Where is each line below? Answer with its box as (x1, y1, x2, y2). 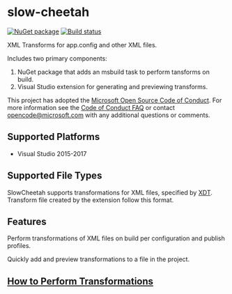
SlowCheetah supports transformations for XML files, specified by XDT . (7, 188, 212, 196)
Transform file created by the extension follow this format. (7, 196, 174, 204)
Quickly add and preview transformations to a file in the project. (7, 255, 190, 263)
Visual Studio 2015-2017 (17, 149, 87, 157)
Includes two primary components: (7, 54, 108, 63)
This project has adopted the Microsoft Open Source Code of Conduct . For (7, 95, 222, 105)
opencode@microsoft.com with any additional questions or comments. (7, 111, 210, 119)
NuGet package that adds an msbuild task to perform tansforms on (17, 68, 210, 76)
